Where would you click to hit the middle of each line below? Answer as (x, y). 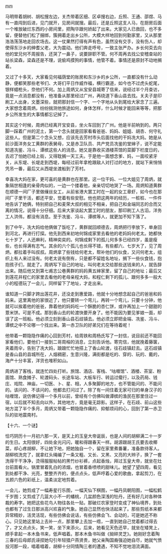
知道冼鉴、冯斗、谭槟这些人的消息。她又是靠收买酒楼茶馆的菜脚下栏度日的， (83, 150)
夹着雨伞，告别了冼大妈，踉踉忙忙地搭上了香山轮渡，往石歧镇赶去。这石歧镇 (83, 348)
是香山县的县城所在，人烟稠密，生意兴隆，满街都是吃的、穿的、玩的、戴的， (83, 354)
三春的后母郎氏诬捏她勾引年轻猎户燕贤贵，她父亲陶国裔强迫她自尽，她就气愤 (83, 540)
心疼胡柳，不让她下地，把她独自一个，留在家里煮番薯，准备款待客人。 (90, 448)
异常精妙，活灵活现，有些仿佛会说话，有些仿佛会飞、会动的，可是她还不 (79, 515)
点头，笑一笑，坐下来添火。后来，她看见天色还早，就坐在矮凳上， (94, 528)
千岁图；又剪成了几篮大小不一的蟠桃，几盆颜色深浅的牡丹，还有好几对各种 (81, 496)
